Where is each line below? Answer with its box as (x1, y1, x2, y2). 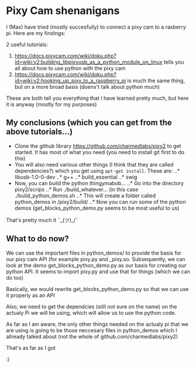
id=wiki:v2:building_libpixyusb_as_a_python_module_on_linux (14, 58, 163, 65)
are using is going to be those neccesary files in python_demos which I (6, 327, 177, 334)
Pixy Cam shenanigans (6, 4, 120, 18)
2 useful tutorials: (6, 41, 49, 48)
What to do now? (6, 234, 69, 244)
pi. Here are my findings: (6, 29, 66, 36)
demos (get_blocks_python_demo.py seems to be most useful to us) (14, 204, 180, 211)
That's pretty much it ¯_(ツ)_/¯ (6, 216, 78, 223)
